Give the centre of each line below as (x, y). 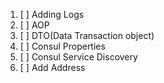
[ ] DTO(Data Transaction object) (87, 35)
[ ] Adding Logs (52, 14)
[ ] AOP (34, 25)
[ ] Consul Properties (62, 46)
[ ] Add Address (52, 67)
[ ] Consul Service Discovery (78, 57)
